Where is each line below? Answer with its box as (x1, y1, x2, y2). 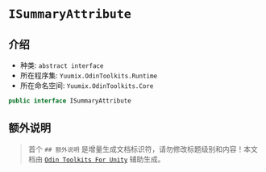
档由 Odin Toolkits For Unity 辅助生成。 (27, 154, 165, 164)
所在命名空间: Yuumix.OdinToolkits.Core (19, 81, 154, 90)
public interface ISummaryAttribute (8, 97, 131, 105)
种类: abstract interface (19, 61, 104, 70)
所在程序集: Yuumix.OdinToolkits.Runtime (19, 71, 158, 80)
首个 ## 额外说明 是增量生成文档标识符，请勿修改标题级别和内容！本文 (27, 144, 258, 153)
